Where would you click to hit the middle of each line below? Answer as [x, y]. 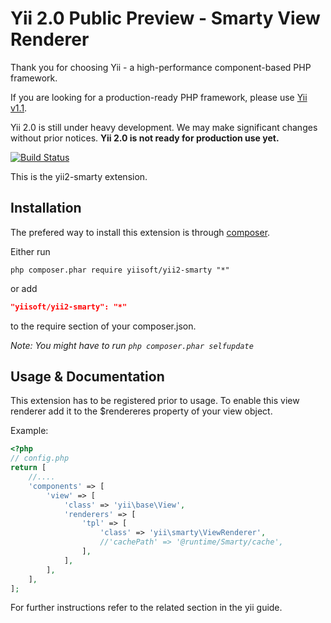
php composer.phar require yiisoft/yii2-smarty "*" [120, 270]
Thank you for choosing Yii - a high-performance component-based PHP [161, 67]
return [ [28, 468]
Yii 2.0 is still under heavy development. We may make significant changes [164, 127]
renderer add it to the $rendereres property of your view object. [141, 411]
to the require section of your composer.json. [103, 326]
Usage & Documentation [87, 377]
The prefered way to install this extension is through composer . [140, 232]
